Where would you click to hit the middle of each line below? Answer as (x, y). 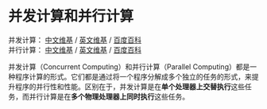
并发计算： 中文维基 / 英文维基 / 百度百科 (75, 40)
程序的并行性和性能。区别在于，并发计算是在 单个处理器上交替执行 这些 (130, 86)
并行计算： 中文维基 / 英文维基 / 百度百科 (75, 49)
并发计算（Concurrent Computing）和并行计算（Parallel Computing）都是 (129, 66)
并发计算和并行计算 (71, 16)
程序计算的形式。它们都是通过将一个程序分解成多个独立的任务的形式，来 (133, 76)
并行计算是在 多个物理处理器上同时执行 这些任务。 (109, 96)
